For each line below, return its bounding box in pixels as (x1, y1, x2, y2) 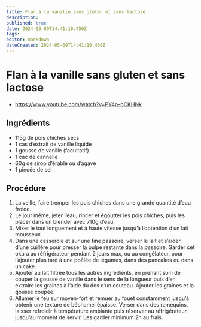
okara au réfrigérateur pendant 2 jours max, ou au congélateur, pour (14, 250, 184, 257)
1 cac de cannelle (14, 153, 58, 160)
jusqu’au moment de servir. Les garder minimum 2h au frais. (14, 314, 163, 321)
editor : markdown (6, 37, 50, 43)
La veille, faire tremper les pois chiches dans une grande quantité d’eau (14, 199, 191, 206)
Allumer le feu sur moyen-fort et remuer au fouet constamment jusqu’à (14, 295, 190, 302)
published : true (6, 20, 47, 26)
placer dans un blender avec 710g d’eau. (14, 218, 115, 226)
